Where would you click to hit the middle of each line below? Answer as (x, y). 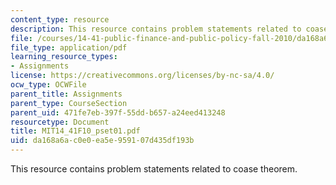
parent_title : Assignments (66, 94)
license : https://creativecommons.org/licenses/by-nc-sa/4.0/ (142, 76)
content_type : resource (60, 19)
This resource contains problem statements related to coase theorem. (154, 169)
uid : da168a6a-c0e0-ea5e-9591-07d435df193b (102, 141)
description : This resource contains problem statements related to (156, 29)
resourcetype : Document (60, 122)
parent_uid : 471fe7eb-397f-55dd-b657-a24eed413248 (118, 112)
